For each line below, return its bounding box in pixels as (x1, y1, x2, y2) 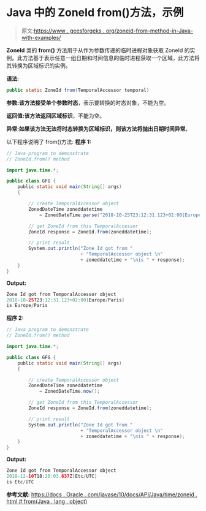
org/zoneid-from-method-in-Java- (105, 27, 193, 34)
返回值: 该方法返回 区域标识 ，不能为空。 (6, 112, 105, 119)
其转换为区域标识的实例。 (6, 62, 71, 69)
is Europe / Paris (6, 303, 48, 309)
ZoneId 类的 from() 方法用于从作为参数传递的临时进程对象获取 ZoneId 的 (6, 47, 190, 54)
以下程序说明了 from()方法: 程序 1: (6, 138, 92, 145)
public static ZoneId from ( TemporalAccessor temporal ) (6, 87, 150, 93)
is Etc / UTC (6, 479, 34, 485)
